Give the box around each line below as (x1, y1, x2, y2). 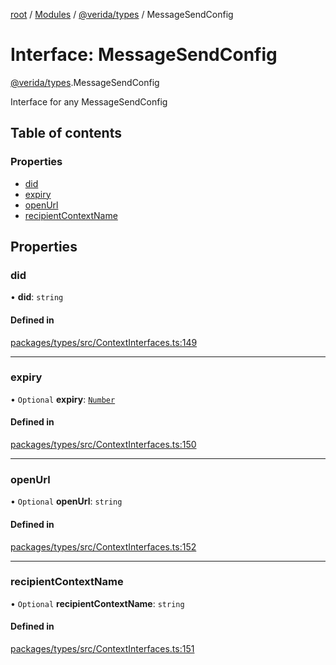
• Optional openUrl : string (10, 495, 123, 508)
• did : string (10, 291, 64, 303)
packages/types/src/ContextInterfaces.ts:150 (10, 439, 197, 451)
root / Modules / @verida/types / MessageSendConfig (10, 9, 234, 20)
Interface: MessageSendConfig (10, 44, 278, 66)
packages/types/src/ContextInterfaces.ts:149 (10, 336, 198, 348)
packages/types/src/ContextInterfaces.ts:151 (10, 643, 195, 655)
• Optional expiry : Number (10, 393, 116, 405)
